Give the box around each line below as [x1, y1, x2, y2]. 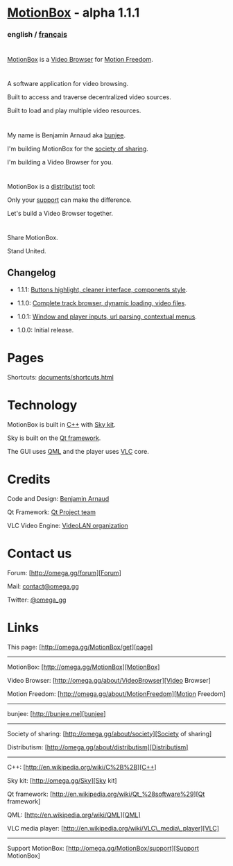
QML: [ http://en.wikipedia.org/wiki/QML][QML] [7, 810, 141, 819]
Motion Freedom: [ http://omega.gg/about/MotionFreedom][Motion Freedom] [7, 689, 226, 698]
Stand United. [7, 247, 46, 255]
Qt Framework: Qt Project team [7, 508, 96, 516]
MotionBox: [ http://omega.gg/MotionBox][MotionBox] [7, 663, 160, 671]
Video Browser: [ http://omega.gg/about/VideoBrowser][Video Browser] [7, 676, 212, 684]
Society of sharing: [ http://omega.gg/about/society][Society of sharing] [7, 729, 212, 738]
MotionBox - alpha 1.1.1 [7, 5, 140, 21]
